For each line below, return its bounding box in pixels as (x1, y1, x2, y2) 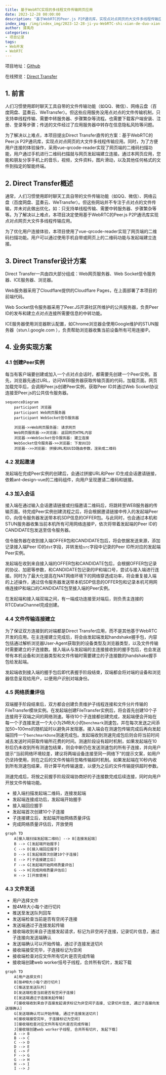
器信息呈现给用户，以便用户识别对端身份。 (5, 675, 92, 681)
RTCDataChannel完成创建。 (5, 602, 62, 608)
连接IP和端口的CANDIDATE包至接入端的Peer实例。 (9, 585, 113, 591)
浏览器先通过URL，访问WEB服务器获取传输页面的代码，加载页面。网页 (13, 377, 158, 383)
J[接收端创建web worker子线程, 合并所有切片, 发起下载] (14, 1027, 118, 1032)
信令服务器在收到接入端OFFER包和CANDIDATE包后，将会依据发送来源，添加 (5, 538, 161, 544)
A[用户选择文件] (14, 975, 43, 980)
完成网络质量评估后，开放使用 (12, 821, 73, 827)
